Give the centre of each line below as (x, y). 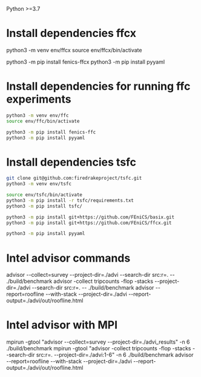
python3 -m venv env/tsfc (39, 184)
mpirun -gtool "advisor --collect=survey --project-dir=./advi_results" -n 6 (98, 342)
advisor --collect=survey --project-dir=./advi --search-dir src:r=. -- (91, 275)
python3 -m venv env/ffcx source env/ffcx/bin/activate (74, 50)
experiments (39, 99)
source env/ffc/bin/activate (43, 121)
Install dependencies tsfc (71, 162)
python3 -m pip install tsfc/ (44, 206)
